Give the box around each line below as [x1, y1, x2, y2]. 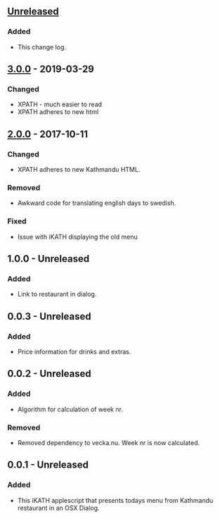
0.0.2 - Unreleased [7, 368, 91, 380]
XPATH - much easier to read [17, 100, 103, 108]
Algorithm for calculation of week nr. [17, 405, 123, 413]
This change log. [17, 42, 67, 51]
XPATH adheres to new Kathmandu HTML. [17, 165, 141, 174]
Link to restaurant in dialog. [17, 290, 97, 299]
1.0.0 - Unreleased [7, 253, 90, 265]
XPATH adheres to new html [17, 108, 99, 116]
